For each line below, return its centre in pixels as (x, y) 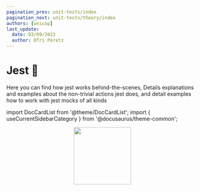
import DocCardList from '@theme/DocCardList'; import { (78, 112)
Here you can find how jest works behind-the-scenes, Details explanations (100, 87)
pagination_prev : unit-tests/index (52, 12)
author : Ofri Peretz (38, 40)
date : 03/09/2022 (34, 35)
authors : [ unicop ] (30, 23)
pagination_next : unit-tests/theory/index (61, 18)
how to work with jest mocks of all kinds (57, 100)
